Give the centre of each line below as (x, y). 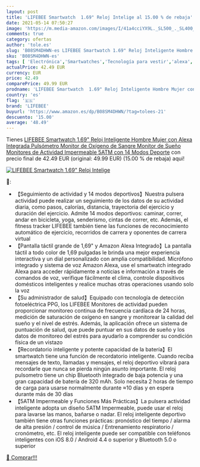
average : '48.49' (28, 123)
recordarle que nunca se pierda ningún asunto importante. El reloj (95, 369)
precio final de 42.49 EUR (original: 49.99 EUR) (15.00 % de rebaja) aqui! (95, 159)
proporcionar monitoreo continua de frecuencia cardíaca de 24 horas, (100, 311)
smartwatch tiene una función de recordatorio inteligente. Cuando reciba (104, 356)
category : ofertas (29, 39)
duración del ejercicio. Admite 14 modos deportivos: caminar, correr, (99, 214)
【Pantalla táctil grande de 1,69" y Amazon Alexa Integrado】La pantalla (103, 246)
